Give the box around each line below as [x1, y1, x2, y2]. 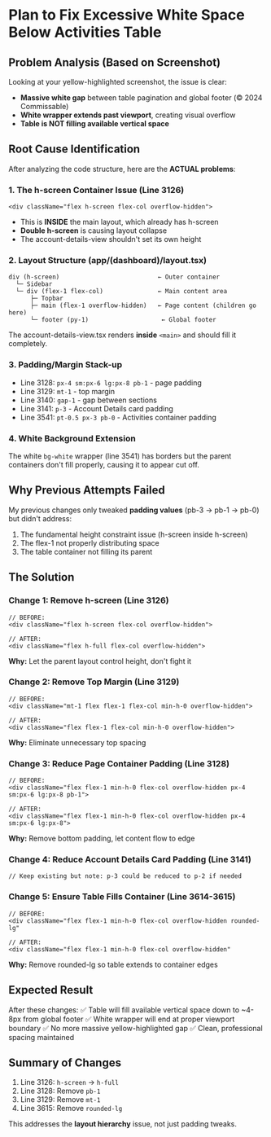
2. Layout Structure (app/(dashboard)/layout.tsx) [8, 255, 208, 266]
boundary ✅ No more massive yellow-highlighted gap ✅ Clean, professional [8, 1023, 263, 1033]
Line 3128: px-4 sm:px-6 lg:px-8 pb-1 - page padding [20, 377, 202, 388]
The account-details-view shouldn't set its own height [20, 235, 202, 244]
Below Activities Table [8, 23, 162, 42]
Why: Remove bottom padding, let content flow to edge [8, 833, 195, 844]
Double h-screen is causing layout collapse [20, 226, 168, 235]
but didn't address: [8, 513, 72, 523]
